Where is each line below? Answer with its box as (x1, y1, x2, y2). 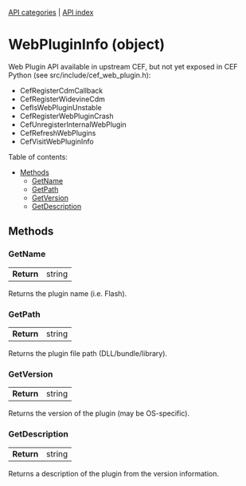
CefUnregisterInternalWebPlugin (19, 120, 127, 129)
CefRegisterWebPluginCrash (19, 111, 114, 121)
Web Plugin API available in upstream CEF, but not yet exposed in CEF (8, 61, 238, 71)
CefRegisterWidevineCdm (19, 94, 105, 104)
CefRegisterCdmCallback (19, 85, 103, 95)
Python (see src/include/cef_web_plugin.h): (8, 70, 151, 80)
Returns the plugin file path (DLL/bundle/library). (8, 348, 168, 358)
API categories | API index (8, 8, 94, 17)
